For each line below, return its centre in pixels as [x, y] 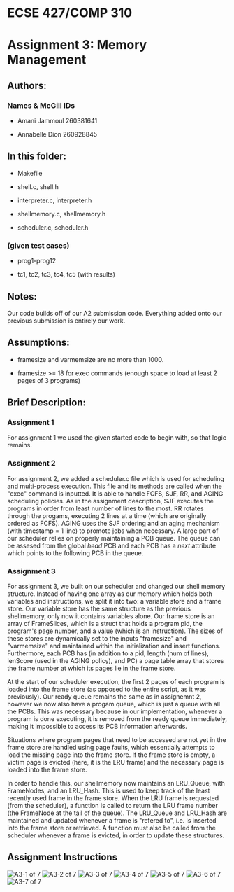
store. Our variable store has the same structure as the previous [99, 609]
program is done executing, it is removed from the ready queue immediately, [117, 719]
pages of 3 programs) [49, 380]
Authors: [27, 85]
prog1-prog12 [37, 261]
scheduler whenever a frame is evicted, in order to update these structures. [116, 835]
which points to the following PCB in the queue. [75, 553]
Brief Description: [46, 403]
